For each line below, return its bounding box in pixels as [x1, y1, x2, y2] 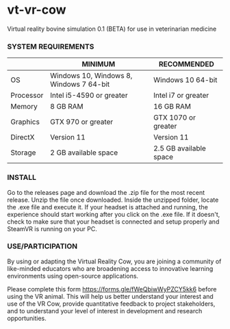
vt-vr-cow [7, 2, 66, 18]
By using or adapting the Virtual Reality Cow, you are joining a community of [7, 257, 222, 265]
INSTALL [7, 173, 36, 183]
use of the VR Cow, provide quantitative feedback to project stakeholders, [7, 300, 216, 308]
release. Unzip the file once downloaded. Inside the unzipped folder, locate [7, 196, 219, 204]
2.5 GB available [153, 144, 207, 153]
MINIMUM [81, 60, 116, 69]
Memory [10, 102, 38, 111]
